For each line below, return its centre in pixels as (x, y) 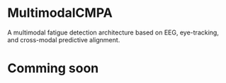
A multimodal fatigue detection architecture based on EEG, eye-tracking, (113, 32)
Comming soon (53, 69)
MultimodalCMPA (60, 13)
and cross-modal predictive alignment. (64, 39)
